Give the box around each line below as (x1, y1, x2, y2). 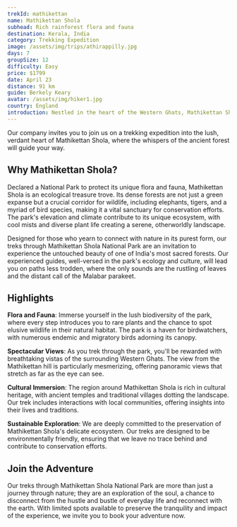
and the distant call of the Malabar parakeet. (7, 272, 136, 280)
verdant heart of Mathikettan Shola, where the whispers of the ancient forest (7, 136, 230, 144)
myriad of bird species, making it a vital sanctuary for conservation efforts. (7, 205, 224, 214)
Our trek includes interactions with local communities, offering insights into (7, 398, 225, 407)
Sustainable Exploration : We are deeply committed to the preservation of (7, 419, 221, 428)
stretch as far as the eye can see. (7, 369, 104, 378)
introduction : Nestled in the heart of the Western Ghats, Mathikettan (7, 109, 222, 116)
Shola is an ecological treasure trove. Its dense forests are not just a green (7, 190, 224, 199)
